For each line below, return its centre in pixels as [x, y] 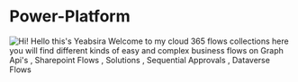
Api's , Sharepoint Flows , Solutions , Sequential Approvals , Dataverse [140, 60]
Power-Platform [70, 16]
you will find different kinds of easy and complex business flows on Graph [146, 50]
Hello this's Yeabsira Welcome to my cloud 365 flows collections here [160, 41]
